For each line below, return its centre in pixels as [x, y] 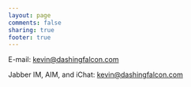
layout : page [30, 15]
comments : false [35, 23]
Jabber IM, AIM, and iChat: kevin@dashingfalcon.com [95, 74]
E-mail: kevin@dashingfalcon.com [64, 60]
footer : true [30, 37]
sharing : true [32, 30]
